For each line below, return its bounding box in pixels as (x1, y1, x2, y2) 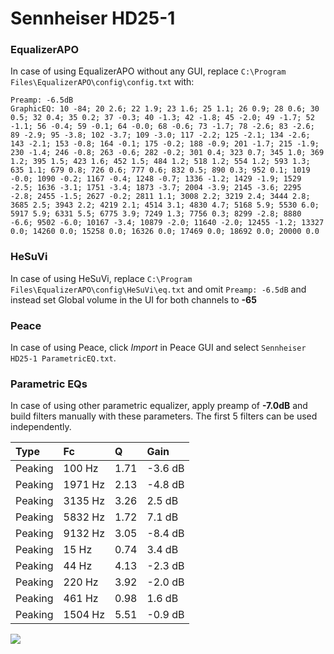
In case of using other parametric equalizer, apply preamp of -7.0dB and (10, 400, 308, 412)
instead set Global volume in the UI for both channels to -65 (10, 293, 257, 306)
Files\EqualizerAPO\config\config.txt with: (10, 76, 195, 88)
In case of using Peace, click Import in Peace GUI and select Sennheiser (10, 342, 307, 354)
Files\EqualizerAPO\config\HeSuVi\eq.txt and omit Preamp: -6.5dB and (10, 283, 307, 295)
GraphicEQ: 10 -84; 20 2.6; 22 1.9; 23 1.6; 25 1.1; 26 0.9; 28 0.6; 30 (10, 104, 320, 114)
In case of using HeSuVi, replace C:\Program (10, 272, 193, 284)
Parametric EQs (10, 377, 88, 391)
